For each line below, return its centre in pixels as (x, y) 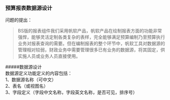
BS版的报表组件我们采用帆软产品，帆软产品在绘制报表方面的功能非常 (90, 31)
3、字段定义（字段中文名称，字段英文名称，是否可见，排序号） (71, 92)
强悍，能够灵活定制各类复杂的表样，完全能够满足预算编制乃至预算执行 (91, 37)
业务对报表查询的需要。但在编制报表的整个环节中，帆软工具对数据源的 (91, 44)
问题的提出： (19, 20)
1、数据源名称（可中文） (31, 80)
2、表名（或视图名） (27, 86)
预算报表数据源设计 (29, 8)
